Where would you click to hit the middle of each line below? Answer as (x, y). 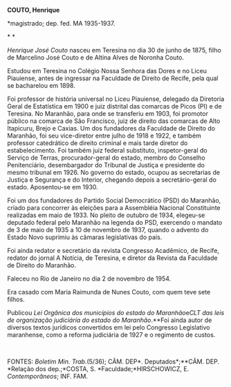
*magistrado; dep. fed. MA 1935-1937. (61, 23)
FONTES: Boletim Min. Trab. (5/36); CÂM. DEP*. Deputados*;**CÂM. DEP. (113, 361)
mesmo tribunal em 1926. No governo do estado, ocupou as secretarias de (113, 172)
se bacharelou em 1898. (41, 85)
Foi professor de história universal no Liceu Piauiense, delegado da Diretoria (116, 99)
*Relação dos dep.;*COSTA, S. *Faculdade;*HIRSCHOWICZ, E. (98, 369)
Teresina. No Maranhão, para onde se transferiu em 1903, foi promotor (108, 114)
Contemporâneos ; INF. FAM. (48, 376)
